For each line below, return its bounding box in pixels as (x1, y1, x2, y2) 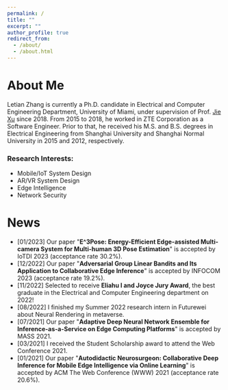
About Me (7, 78, 64, 93)
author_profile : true (7, 29, 69, 36)
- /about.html (13, 49, 53, 55)
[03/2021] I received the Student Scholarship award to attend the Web (16, 339, 215, 348)
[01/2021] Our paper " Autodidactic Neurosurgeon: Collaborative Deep (16, 354, 219, 363)
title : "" (7, 16, 36, 23)
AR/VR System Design (16, 177, 80, 185)
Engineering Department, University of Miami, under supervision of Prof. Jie (7, 107, 221, 116)
